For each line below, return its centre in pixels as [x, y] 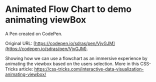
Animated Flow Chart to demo [68, 9]
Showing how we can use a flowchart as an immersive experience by [76, 58]
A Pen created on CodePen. [34, 33]
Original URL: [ [20, 43]
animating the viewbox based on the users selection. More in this [72, 63]
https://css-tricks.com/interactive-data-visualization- [89, 69]
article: [26, 69]
